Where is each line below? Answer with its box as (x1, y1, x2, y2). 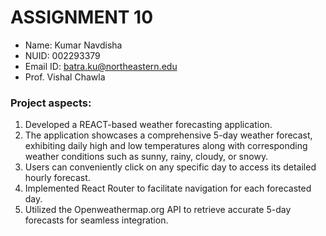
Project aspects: (10, 96, 92, 110)
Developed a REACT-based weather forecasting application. (24, 119, 273, 131)
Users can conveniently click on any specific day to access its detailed (24, 161, 317, 173)
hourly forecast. (24, 172, 91, 184)
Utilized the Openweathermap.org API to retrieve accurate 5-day (24, 204, 292, 216)
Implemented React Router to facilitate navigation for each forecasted (24, 182, 312, 195)
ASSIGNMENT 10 (10, 6, 154, 29)
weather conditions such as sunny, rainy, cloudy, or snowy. (24, 151, 269, 163)
